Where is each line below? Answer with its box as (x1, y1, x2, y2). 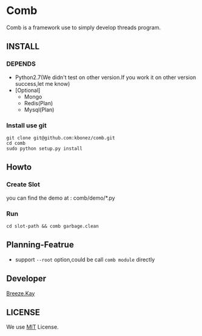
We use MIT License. (6, 323, 59, 331)
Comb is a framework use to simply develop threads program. (6, 24, 161, 31)
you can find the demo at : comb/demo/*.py (6, 194, 115, 201)
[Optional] (15, 86, 41, 94)
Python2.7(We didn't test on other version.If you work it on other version (15, 74, 197, 81)
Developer (6, 273, 47, 284)
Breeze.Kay (6, 290, 35, 297)
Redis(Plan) (24, 99, 53, 107)
